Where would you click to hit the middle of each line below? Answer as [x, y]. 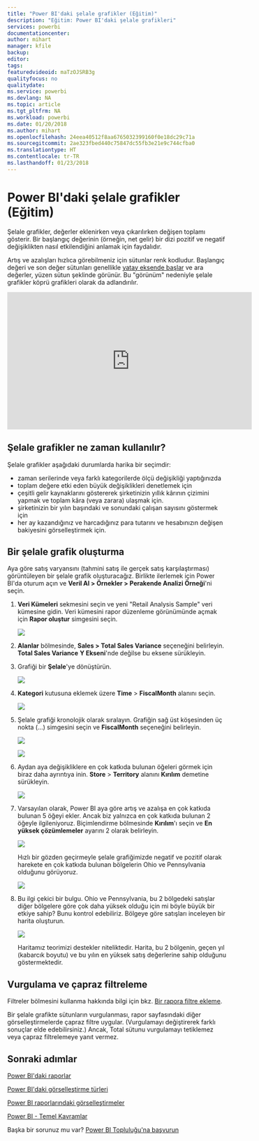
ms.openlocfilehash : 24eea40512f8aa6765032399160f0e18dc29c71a [101, 137]
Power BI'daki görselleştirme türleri [58, 1089]
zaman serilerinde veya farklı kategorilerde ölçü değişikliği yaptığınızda [119, 478]
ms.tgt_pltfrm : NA [34, 111]
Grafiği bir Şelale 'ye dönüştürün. [64, 666]
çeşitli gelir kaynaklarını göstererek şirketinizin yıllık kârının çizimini [113, 493]
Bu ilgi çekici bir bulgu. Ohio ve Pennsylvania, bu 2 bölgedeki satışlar [116, 899]
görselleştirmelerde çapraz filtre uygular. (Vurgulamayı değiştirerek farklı [112, 1022]
